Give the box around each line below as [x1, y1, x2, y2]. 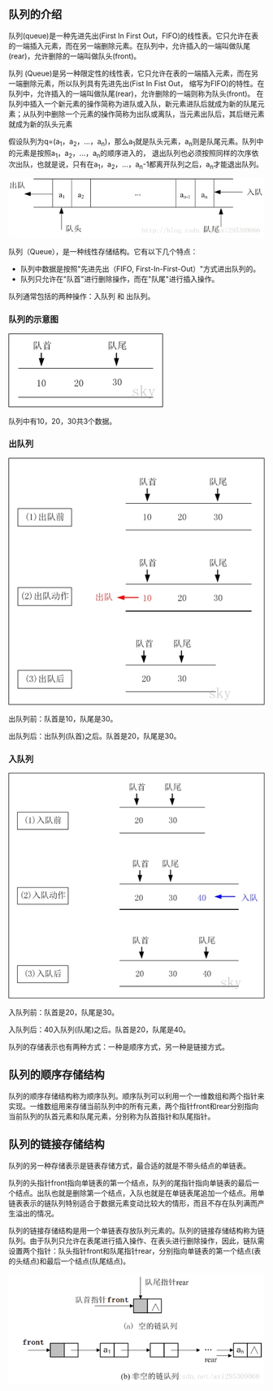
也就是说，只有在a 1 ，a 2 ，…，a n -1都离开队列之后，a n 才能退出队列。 [36, 159, 264, 171]
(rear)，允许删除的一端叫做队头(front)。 [8, 51, 141, 61]
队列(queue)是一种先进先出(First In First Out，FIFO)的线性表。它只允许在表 [8, 31, 259, 41]
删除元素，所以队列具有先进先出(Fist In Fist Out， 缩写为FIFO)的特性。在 [22, 78, 265, 88]
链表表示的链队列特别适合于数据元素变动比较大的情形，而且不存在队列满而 [8, 1198, 258, 1208]
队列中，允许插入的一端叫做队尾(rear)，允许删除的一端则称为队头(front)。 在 [8, 89, 264, 98]
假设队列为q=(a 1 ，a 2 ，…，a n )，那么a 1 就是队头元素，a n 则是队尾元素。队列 [8, 136, 257, 148]
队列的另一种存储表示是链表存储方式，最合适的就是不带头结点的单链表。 [8, 1160, 250, 1170]
